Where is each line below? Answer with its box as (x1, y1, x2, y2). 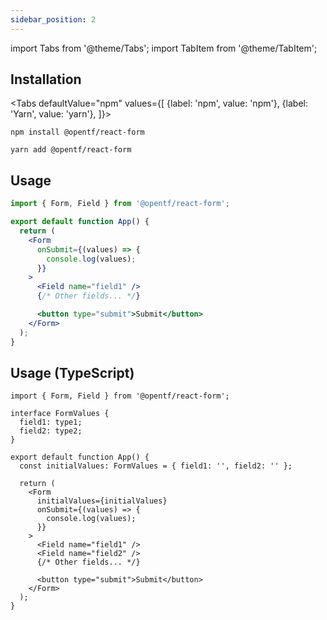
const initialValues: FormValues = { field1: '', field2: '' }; (19, 461, 293, 471)
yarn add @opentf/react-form (10, 145, 132, 155)
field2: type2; (19, 426, 83, 436)
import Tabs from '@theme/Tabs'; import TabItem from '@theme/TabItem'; (10, 42, 318, 54)
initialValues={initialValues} (36, 496, 168, 506)
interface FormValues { (10, 409, 110, 419)
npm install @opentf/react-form (10, 127, 145, 138)
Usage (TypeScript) (10, 364, 135, 381)
